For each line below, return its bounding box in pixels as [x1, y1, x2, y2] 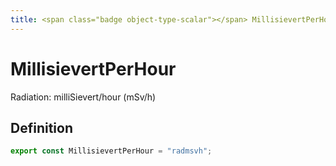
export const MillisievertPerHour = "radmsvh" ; [10, 146, 213, 156]
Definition [10, 119, 73, 136]
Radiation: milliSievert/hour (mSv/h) [10, 91, 157, 103]
